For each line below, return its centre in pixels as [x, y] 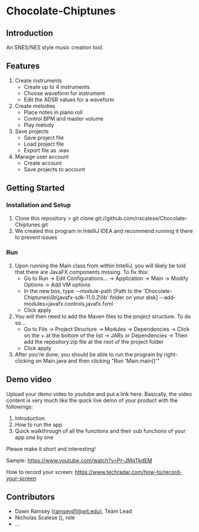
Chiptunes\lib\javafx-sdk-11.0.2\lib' [66, 297]
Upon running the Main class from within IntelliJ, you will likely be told [100, 265]
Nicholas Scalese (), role [45, 518]
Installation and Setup [39, 205]
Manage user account [42, 156]
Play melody [39, 125]
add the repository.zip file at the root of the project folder [94, 342]
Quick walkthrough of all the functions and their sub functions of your [100, 430]
